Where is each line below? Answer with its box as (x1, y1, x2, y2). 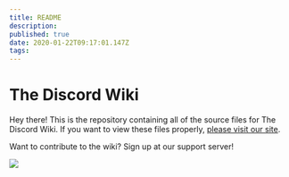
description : (9, 21, 58, 30)
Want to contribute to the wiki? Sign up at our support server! (9, 141, 235, 152)
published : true (9, 29, 70, 38)
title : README (9, 13, 62, 22)
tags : (9, 46, 29, 55)
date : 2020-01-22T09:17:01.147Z (9, 38, 129, 47)
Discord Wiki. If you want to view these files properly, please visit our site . (9, 124, 281, 135)
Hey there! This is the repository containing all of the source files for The (9, 114, 277, 125)
